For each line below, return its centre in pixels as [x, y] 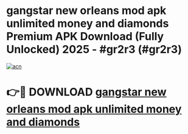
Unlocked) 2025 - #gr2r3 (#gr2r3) [94, 50]
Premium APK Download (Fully [85, 37]
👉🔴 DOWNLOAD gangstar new [86, 92]
